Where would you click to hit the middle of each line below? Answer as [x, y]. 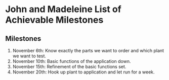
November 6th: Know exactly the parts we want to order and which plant [88, 51]
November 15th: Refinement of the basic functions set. [69, 67]
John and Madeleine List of [63, 9]
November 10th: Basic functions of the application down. [72, 61]
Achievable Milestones [54, 20]
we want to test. [29, 56]
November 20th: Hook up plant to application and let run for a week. [84, 72]
